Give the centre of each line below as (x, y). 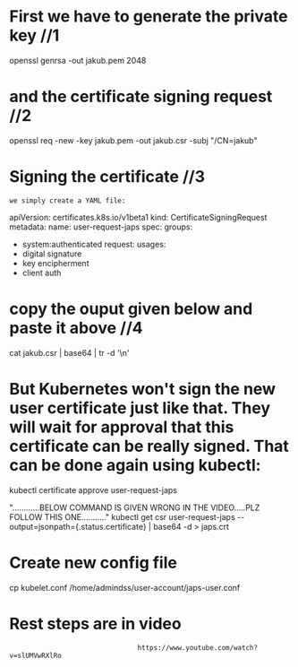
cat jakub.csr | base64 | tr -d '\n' (69, 352)
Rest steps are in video (95, 624)
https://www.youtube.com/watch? (197, 647)
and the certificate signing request (141, 97)
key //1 (34, 35)
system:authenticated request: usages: (94, 244)
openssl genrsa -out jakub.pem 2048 (78, 60)
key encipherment (55, 263)
